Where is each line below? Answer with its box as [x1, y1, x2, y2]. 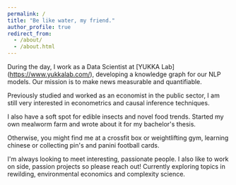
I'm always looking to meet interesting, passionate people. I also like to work [7, 155, 229, 163]
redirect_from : [7, 30, 52, 37]
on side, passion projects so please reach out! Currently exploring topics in [7, 162, 226, 170]
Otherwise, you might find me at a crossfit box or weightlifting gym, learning [7, 133, 229, 142]
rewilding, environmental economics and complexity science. [7, 170, 186, 178]
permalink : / [7, 10, 46, 18]
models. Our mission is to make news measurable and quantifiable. [7, 78, 203, 85]
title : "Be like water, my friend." [7, 17, 115, 24]
